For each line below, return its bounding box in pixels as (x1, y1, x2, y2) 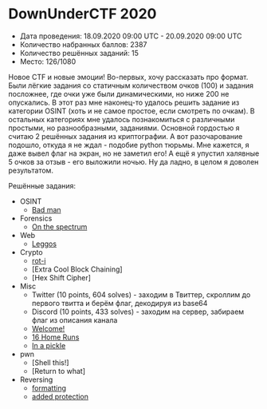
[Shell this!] (31, 357, 69, 367)
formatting (31, 383, 66, 392)
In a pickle (31, 340, 66, 350)
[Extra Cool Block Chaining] (31, 264, 123, 274)
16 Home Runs (31, 332, 80, 342)
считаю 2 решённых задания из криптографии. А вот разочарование (8, 131, 243, 141)
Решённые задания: (8, 181, 77, 190)
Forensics (19, 213, 53, 223)
